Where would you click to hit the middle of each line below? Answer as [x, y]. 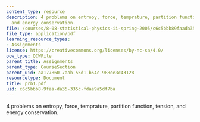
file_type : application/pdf [41, 34]
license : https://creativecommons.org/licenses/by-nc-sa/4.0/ [85, 51]
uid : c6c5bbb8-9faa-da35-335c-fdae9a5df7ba [61, 89]
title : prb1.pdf [26, 84]
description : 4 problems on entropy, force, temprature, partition [92, 17]
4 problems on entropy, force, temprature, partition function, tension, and [96, 106]
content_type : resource [36, 12]
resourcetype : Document [36, 78]
